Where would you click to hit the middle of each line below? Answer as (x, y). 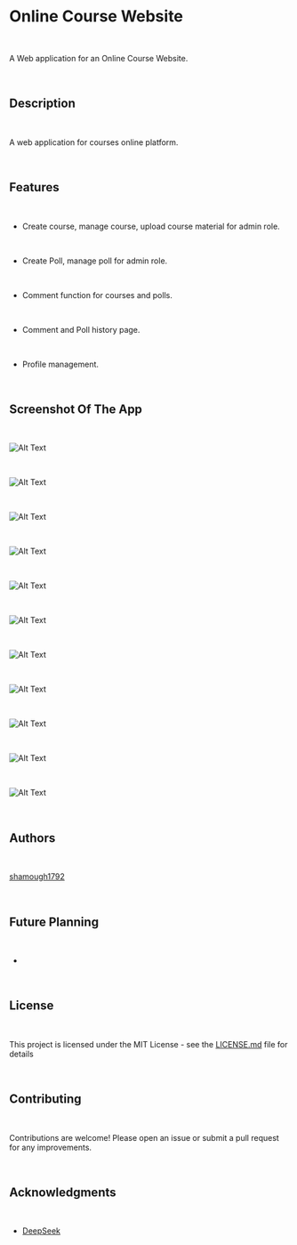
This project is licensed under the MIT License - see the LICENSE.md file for (148, 1044)
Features (34, 187)
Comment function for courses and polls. (97, 295)
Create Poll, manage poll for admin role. (95, 261)
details (21, 1054)
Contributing (45, 1099)
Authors (32, 838)
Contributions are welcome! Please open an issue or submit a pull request (144, 1137)
